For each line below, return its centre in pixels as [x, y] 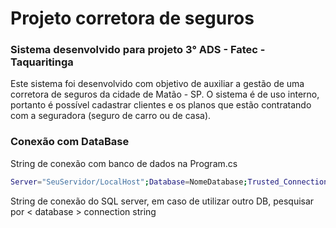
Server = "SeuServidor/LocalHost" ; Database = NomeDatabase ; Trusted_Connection [169, 182]
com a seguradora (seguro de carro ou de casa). [111, 116]
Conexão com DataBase [70, 142]
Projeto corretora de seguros [132, 18]
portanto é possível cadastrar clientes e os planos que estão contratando [161, 105]
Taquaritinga [42, 62]
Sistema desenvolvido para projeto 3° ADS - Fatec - [138, 50]
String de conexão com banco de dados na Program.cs [124, 163]
